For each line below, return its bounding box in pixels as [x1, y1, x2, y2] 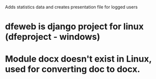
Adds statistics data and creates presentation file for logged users [5, 4, 138, 10]
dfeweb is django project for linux [5, 21, 144, 32]
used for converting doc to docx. [5, 64, 140, 75]
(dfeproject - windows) [5, 32, 100, 43]
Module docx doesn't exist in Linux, [5, 53, 152, 64]
